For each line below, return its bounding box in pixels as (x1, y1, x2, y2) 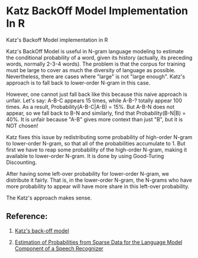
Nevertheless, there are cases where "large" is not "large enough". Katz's (6, 73, 185, 80)
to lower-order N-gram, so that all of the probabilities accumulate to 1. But (6, 140, 186, 147)
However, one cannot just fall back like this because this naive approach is (6, 91, 187, 98)
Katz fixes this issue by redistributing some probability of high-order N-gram (6, 133, 193, 140)
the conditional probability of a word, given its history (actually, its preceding (6, 54, 193, 61)
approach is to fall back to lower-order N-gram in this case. (6, 79, 151, 86)
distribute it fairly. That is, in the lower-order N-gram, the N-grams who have (6, 176, 192, 183)
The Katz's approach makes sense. (6, 194, 92, 201)
